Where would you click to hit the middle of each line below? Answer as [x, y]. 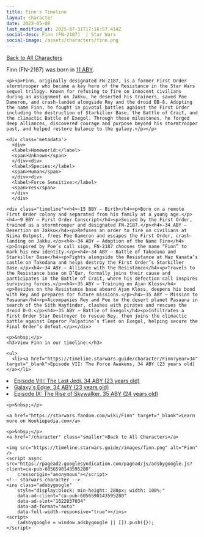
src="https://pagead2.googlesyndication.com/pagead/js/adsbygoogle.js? [99, 464]
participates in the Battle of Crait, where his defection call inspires [102, 279]
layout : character [30, 18]
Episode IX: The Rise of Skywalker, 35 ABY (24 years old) [86, 394]
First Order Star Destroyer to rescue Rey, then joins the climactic [97, 316]
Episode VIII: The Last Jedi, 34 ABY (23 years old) [77, 381]
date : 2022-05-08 [28, 23]
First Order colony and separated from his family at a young [87, 214]
